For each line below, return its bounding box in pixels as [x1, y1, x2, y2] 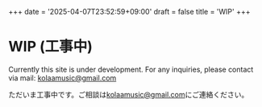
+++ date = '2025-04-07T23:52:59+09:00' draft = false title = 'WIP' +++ [8, 7, 251, 16]
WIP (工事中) [8, 38, 93, 56]
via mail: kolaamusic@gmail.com [8, 72, 117, 83]
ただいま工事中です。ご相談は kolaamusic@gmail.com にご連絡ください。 [8, 89, 249, 99]
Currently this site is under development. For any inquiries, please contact [8, 64, 254, 74]
